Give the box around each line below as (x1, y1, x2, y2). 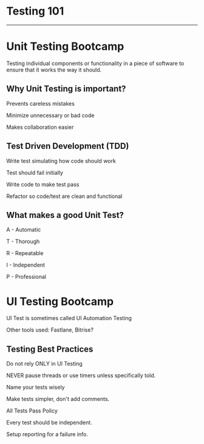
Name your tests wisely (6, 384, 65, 391)
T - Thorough (6, 238, 40, 245)
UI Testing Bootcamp (6, 295, 114, 308)
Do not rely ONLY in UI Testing (6, 360, 83, 367)
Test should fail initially (6, 169, 64, 176)
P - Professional (6, 273, 47, 281)
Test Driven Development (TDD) (6, 141, 129, 151)
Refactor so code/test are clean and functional (6, 193, 123, 200)
